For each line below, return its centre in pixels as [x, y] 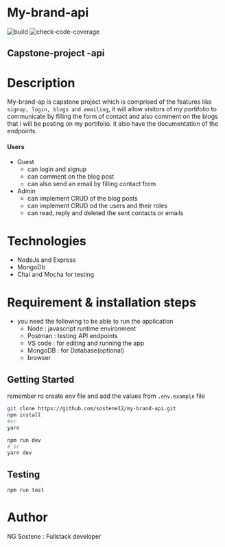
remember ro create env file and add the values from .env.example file [106, 396]
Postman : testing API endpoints [72, 336]
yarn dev [20, 453]
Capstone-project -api [56, 53]
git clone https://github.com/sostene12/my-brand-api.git [92, 409]
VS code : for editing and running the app [86, 343]
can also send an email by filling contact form [92, 184]
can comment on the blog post [71, 177]
